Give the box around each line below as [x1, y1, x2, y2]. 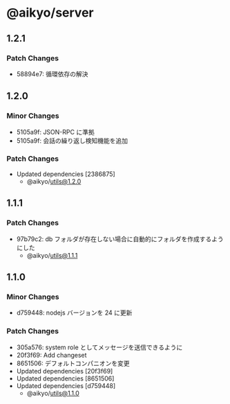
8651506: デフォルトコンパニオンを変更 [16, 359, 130, 367]
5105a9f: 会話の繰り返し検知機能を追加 [16, 137, 128, 145]
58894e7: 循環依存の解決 [16, 69, 88, 78]
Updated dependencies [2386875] [16, 170, 115, 178]
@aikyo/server [6, 5, 94, 21]
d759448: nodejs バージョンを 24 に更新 [16, 308, 133, 317]
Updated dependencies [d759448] [16, 381, 116, 389]
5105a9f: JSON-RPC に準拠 [16, 128, 95, 136]
